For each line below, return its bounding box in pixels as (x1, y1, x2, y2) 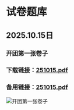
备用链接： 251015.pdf (6, 83, 68, 91)
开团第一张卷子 (6, 49, 48, 57)
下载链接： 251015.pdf (6, 66, 68, 74)
